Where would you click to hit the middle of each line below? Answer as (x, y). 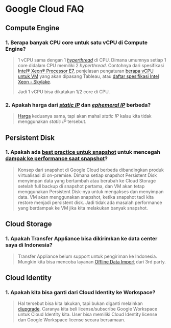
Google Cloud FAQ (45, 9)
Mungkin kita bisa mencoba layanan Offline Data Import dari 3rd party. (92, 261)
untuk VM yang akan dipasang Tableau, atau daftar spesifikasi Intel (88, 76)
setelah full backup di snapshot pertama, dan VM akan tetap (81, 186)
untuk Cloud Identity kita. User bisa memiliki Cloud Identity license (87, 314)
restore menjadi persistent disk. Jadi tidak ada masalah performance (90, 202)
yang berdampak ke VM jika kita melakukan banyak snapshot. (83, 208)
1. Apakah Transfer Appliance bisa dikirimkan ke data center (81, 239)
